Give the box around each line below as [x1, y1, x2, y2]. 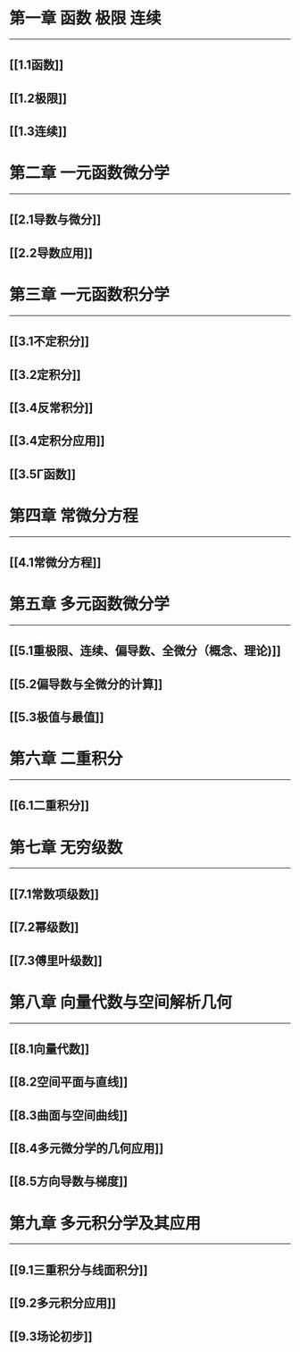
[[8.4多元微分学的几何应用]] [9, 1141, 164, 1156]
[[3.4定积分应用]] [9, 433, 105, 449]
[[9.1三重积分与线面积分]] [9, 1262, 148, 1278]
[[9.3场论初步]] [9, 1329, 93, 1344]
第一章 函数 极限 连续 [9, 8, 162, 29]
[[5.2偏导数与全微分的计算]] [9, 676, 163, 692]
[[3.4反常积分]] [9, 399, 94, 416]
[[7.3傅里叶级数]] [9, 953, 103, 968]
